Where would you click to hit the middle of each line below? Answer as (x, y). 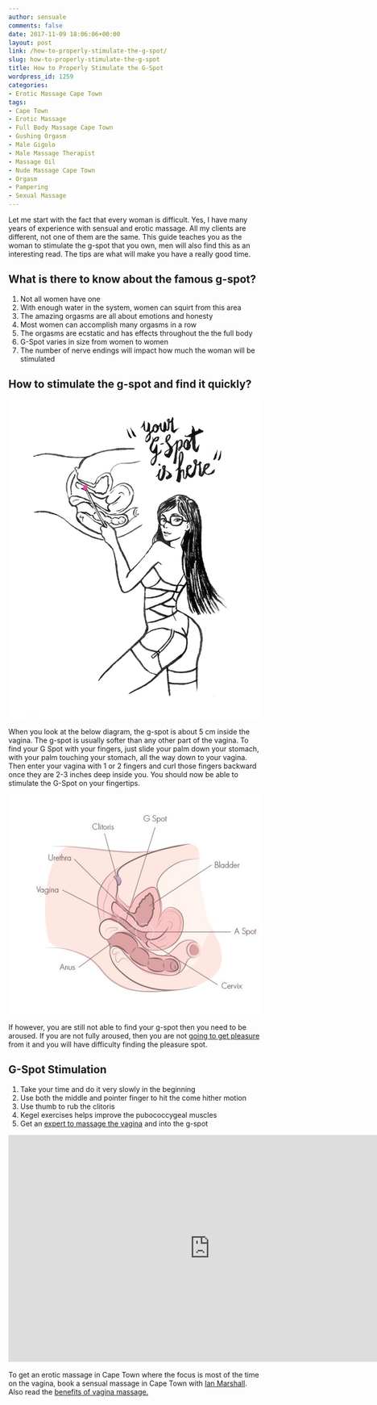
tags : (17, 102)
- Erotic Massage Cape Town (56, 94)
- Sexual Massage (37, 196)
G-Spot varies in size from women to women (94, 341)
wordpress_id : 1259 (41, 77)
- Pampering (28, 187)
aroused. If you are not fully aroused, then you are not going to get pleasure (134, 1035)
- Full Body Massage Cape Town (61, 128)
